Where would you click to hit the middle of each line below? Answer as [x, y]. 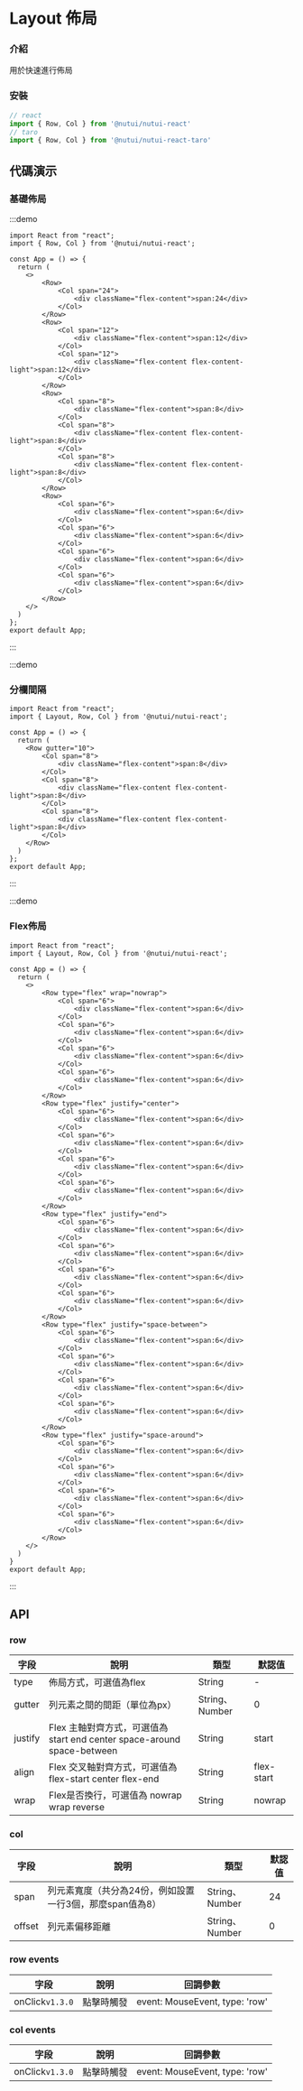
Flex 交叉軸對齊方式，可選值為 [113, 1767]
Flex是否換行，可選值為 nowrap [115, 1795]
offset [26, 1926]
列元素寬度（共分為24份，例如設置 [121, 1890]
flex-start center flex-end [104, 1779]
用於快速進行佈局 [41, 70]
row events [34, 1959]
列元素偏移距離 [79, 1926]
